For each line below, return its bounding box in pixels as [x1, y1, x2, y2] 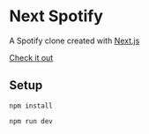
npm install [9, 101, 53, 110]
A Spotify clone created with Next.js [9, 35, 140, 46]
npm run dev [9, 116, 53, 125]
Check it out [9, 52, 54, 63]
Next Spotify [9, 6, 103, 26]
